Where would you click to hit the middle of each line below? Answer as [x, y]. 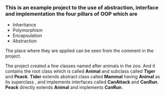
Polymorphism [27, 30]
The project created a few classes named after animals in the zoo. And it [80, 66]
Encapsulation [27, 36]
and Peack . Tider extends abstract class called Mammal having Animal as [82, 77]
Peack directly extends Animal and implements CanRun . [64, 87]
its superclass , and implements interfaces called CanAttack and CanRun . [82, 82]
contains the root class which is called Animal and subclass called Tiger [80, 71]
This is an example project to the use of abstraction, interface [82, 8]
